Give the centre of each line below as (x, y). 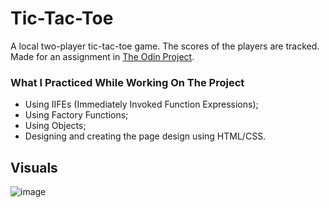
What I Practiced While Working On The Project (127, 82)
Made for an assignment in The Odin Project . (102, 56)
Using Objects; (55, 126)
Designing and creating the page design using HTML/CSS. (145, 136)
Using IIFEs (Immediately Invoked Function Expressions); (141, 104)
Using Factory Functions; (76, 115)
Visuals (34, 167)
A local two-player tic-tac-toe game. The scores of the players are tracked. (165, 46)
